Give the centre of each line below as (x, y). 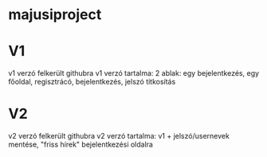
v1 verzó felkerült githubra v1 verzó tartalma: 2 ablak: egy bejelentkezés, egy (134, 73)
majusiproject (55, 15)
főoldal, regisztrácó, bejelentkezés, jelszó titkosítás (92, 82)
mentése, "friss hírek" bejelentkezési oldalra (81, 144)
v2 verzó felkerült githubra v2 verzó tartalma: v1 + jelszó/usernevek (119, 136)
